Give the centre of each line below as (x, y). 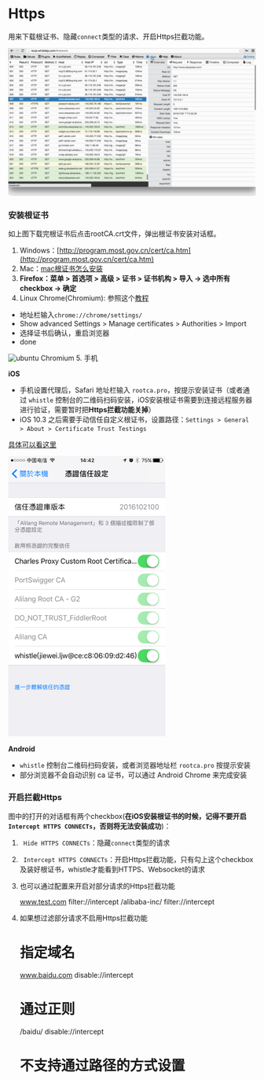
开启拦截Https (35, 798)
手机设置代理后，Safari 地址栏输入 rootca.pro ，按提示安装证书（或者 (131, 390)
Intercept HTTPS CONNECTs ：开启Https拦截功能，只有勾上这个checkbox (138, 859)
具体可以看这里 (32, 444)
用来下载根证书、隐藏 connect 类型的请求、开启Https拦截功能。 (108, 36)
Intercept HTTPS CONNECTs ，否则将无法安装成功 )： (90, 826)
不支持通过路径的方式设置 (102, 1065)
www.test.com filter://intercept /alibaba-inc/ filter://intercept (117, 901)
